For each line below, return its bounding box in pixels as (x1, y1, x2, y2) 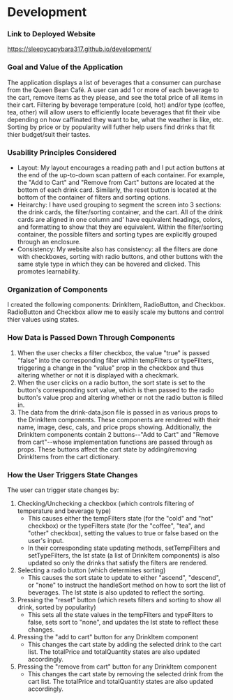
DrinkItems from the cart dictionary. (17, 452, 120, 461)
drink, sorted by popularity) (17, 603, 96, 611)
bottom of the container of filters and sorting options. (17, 193, 171, 202)
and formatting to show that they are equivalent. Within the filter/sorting (17, 223, 224, 231)
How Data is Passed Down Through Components (7, 333, 176, 343)
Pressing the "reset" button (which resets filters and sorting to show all (17, 595, 222, 604)
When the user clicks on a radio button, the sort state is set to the (17, 378, 206, 387)
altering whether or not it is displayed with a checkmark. (17, 371, 179, 379)
